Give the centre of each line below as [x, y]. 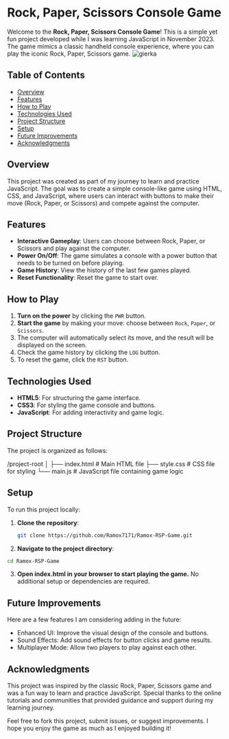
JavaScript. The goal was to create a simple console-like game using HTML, [115, 188]
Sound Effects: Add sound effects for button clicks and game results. [114, 640]
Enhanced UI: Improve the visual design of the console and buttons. [113, 633]
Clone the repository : [48, 522]
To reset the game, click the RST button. [73, 360]
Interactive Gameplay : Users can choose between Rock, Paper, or [111, 241]
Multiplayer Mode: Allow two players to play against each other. [107, 648]
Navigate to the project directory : [65, 549]
